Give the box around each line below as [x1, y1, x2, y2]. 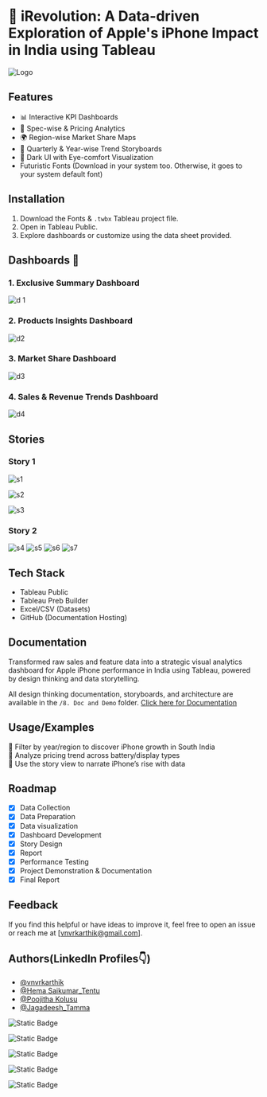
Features [8, 91, 53, 104]
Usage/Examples [8, 720, 95, 735]
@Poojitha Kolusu [19, 994, 78, 1004]
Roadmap [8, 782, 57, 795]
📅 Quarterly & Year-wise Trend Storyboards [19, 143, 163, 154]
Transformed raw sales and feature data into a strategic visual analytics [8, 657, 242, 666]
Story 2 [8, 525, 37, 536]
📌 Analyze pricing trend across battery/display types [8, 750, 180, 759]
